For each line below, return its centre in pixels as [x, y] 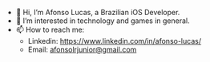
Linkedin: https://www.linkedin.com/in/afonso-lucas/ [115, 41]
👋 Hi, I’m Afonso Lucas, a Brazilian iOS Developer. [98, 12]
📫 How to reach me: [50, 29]
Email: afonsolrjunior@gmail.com [82, 49]
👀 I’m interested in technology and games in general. [103, 21]
